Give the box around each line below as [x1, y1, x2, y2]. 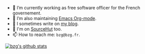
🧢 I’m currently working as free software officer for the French [12, 5, 140, 10]
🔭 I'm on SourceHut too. [12, 26, 62, 32]
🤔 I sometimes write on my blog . [12, 20, 79, 26]
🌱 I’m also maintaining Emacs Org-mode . [12, 15, 96, 21]
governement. [12, 10, 41, 16]
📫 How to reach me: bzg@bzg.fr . [12, 31, 80, 37]
